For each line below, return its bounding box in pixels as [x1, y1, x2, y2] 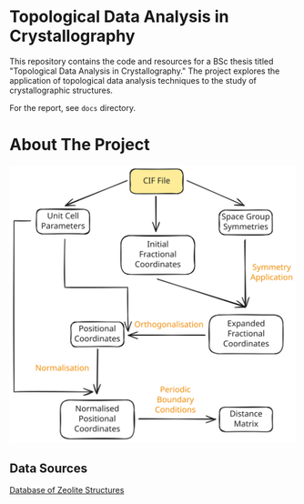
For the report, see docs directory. [9, 102, 137, 113]
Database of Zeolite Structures [9, 485, 125, 496]
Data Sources [9, 461, 88, 476]
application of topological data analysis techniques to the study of [9, 75, 257, 86]
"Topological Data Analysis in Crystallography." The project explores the [9, 66, 280, 76]
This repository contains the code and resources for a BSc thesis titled [9, 55, 274, 66]
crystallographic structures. [9, 85, 114, 96]
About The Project [9, 135, 150, 156]
